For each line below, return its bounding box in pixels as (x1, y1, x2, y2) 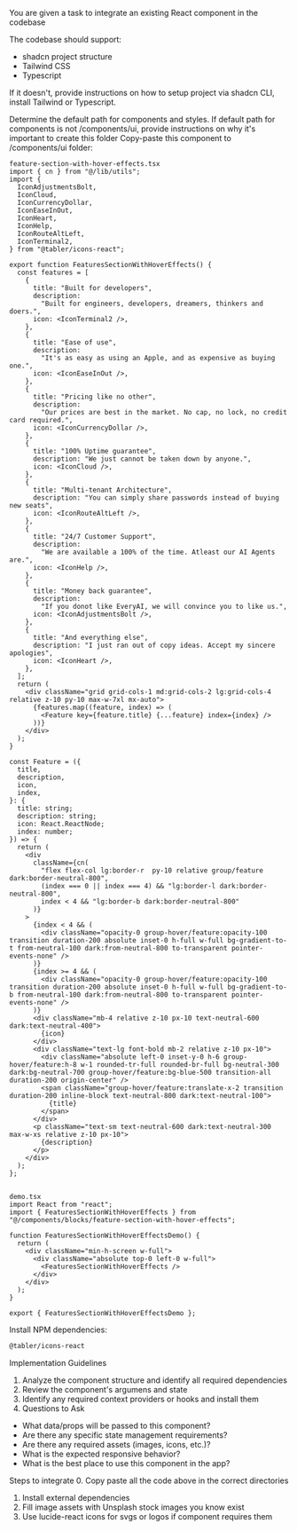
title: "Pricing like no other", (32, 392, 157, 401)
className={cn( (32, 858, 90, 867)
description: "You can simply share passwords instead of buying (32, 493, 279, 502)
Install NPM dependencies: (9, 1324, 108, 1335)
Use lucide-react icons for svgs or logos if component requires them (21, 1511, 273, 1521)
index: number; (17, 827, 74, 836)
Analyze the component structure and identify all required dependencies (21, 1375, 288, 1385)
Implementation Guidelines (9, 1357, 107, 1368)
